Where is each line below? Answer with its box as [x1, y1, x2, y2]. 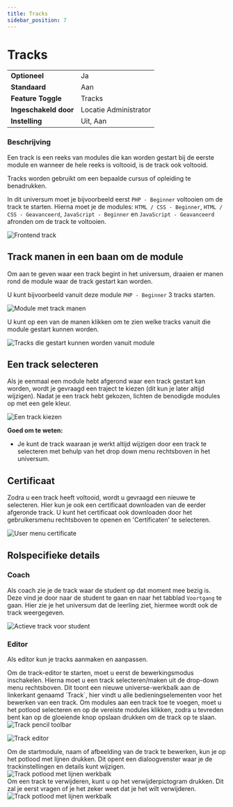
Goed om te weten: [7, 426, 63, 435]
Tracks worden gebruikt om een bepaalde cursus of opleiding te [7, 174, 191, 182]
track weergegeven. [7, 608, 65, 617]
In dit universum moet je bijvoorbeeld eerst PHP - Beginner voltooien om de [7, 195, 223, 203]
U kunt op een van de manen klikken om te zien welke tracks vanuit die [7, 317, 211, 326]
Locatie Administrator [81, 105, 152, 115]
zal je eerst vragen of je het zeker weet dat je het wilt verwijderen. [7, 785, 197, 793]
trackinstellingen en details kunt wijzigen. [7, 762, 126, 771]
